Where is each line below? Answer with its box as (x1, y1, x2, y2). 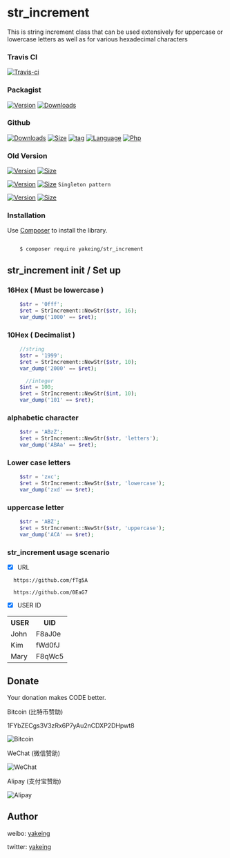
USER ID (17, 601, 41, 610)
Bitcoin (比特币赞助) (7, 708, 64, 716)
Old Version (7, 150, 48, 160)
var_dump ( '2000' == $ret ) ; (19, 364, 97, 372)
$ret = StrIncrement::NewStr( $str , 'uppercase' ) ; (19, 525, 166, 532)
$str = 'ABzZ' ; (19, 429, 64, 436)
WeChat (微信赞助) (7, 749, 61, 757)
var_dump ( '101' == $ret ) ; (19, 397, 95, 404)
